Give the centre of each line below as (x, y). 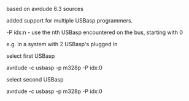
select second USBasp (35, 79)
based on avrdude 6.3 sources (45, 9)
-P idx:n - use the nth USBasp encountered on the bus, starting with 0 (94, 32)
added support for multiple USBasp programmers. (70, 20)
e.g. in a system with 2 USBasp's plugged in (62, 44)
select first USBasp (31, 56)
